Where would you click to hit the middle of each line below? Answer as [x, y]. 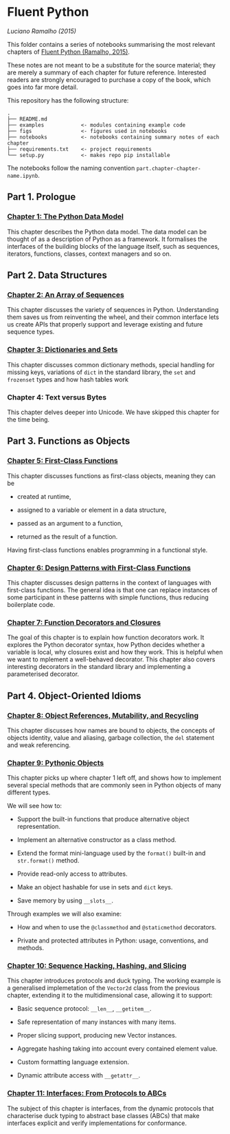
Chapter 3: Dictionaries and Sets [62, 350]
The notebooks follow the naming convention [71, 168]
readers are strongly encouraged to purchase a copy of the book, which [109, 79]
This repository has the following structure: [68, 100]
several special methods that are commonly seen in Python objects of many [114, 785]
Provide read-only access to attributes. [72, 874]
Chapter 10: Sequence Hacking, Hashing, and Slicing [97, 966]
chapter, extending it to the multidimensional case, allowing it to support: [110, 996]
